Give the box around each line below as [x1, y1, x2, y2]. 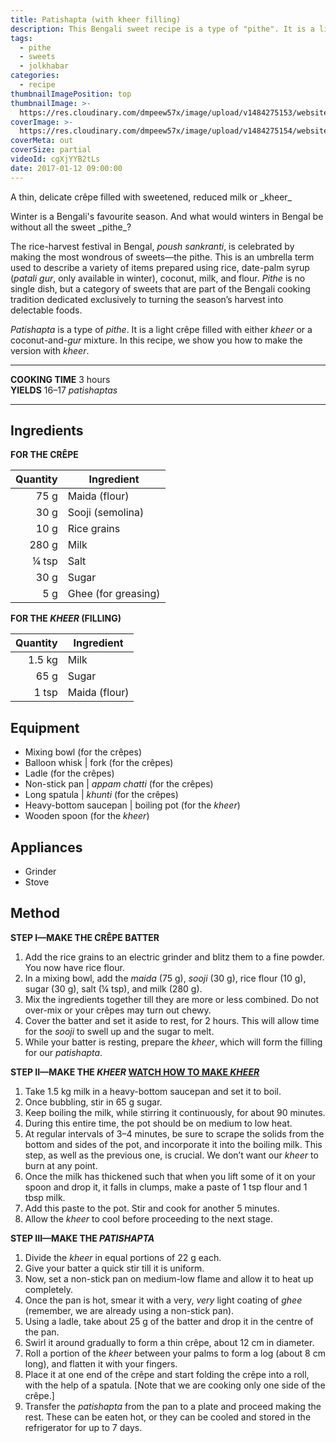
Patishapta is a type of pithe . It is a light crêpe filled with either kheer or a [10, 323, 313, 335]
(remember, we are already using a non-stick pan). [24, 1304, 235, 1316]
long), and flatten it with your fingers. [24, 1357, 178, 1370]
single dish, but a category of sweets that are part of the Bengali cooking [10, 282, 311, 295]
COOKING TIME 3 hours [10, 373, 111, 385]
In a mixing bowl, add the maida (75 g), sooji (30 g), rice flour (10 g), [24, 972, 307, 984]
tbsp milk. [24, 1191, 66, 1203]
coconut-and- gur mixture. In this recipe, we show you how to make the [10, 334, 303, 346]
